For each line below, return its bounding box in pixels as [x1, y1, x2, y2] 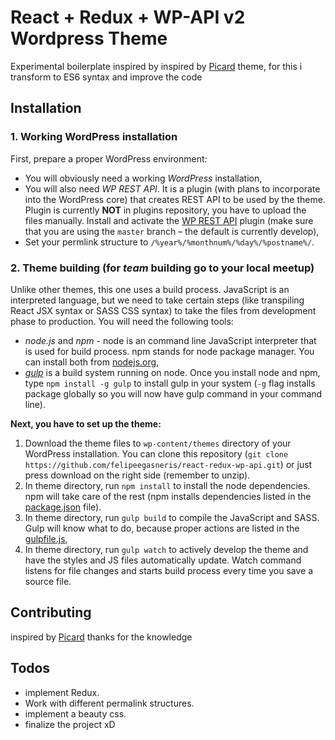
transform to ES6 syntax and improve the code [10, 71, 203, 83]
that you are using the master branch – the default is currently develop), [24, 225, 320, 237]
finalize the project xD [24, 718, 116, 730]
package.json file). [24, 501, 102, 513]
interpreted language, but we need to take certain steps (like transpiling [10, 294, 305, 306]
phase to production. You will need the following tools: [10, 315, 234, 327]
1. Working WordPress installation [10, 130, 178, 144]
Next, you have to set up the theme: [10, 417, 162, 430]
